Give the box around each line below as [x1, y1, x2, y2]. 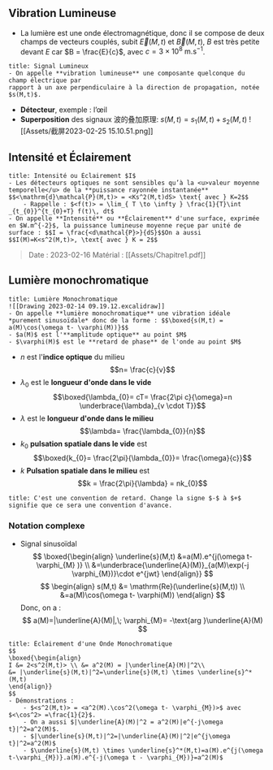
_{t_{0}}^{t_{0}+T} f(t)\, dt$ [8, 207, 115, 216]
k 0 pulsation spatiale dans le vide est [19, 439, 148, 450]
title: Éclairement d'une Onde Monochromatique [8, 639, 173, 648]
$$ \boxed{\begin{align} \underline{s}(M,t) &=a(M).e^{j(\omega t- [32, 552, 253, 561]
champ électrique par [8, 76, 82, 84]
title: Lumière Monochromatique [8, 295, 118, 303]
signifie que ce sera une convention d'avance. [8, 501, 173, 510]
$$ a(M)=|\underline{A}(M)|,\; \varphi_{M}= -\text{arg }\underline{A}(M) [21, 615, 263, 625]
